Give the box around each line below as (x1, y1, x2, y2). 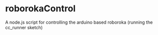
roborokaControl (5, 3, 76, 14)
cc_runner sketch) (5, 24, 43, 30)
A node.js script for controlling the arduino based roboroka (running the (5, 19, 153, 25)
